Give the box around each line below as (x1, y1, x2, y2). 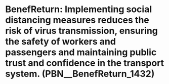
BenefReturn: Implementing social (5, 4, 152, 15)
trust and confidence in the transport (5, 57, 164, 69)
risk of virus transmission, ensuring (5, 25, 158, 36)
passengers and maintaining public (5, 47, 157, 58)
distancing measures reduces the (5, 14, 149, 26)
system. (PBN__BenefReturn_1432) (5, 68, 155, 79)
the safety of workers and (5, 36, 116, 48)
